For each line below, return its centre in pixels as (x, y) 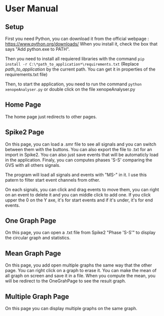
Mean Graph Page (33, 253)
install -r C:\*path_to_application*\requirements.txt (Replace (72, 64)
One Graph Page (31, 221)
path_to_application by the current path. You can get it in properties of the (80, 69)
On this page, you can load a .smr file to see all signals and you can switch (81, 144)
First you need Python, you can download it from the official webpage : (77, 39)
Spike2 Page (25, 132)
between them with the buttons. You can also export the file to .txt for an (79, 149)
